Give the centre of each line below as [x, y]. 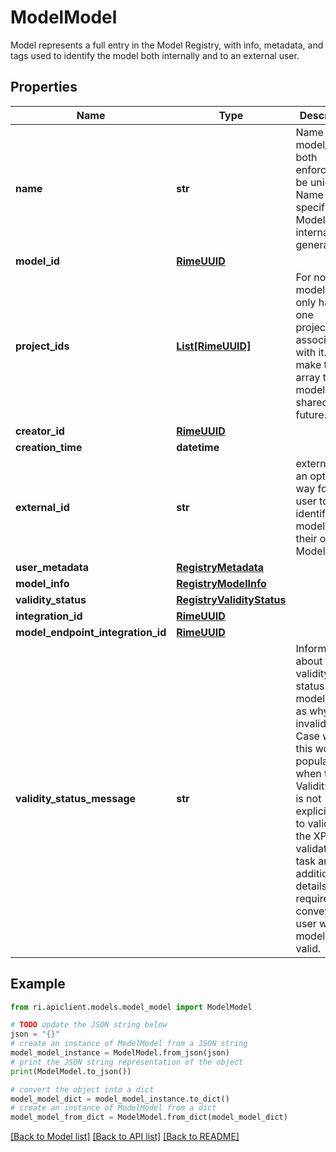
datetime [198, 447]
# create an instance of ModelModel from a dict [113, 1108]
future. [311, 414]
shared [312, 402]
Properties [44, 87]
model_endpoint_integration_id [91, 632]
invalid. [312, 723]
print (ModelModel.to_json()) [71, 1071]
